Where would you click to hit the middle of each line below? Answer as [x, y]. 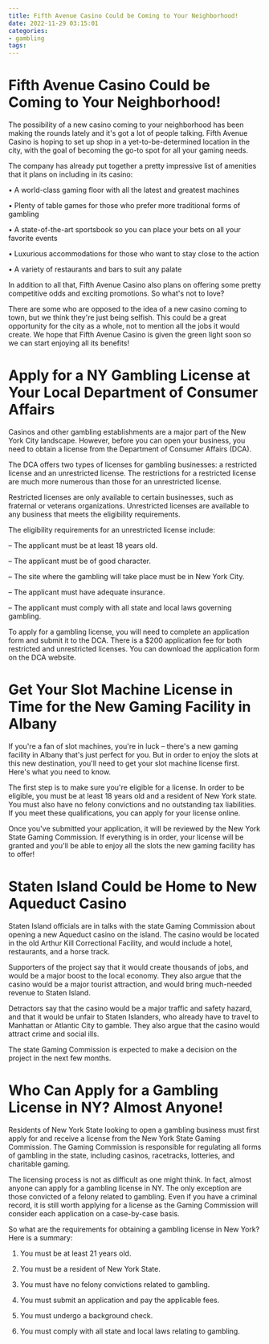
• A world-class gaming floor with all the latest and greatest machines [124, 190]
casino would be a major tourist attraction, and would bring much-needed [130, 984]
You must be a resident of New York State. [90, 1268]
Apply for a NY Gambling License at [129, 376]
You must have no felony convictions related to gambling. [115, 1284]
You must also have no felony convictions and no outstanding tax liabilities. [132, 804]
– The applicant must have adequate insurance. [87, 592]
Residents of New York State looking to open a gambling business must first [134, 1130]
